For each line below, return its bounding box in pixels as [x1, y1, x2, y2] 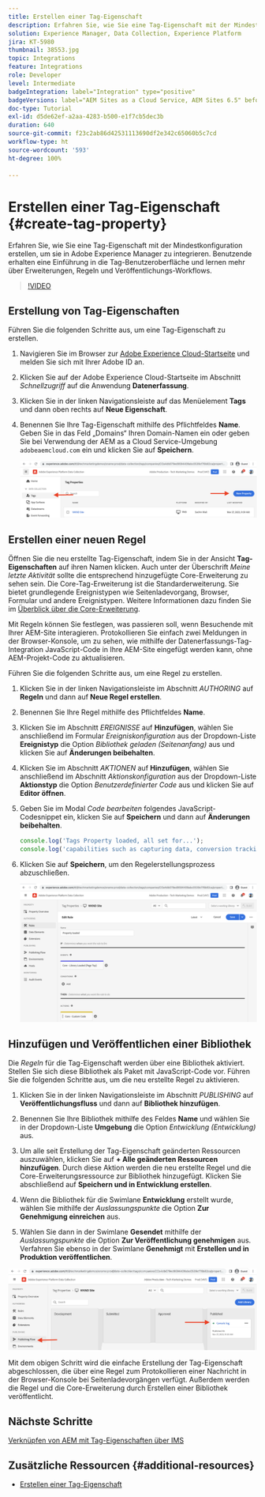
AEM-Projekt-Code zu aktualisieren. [8, 653, 125, 663]
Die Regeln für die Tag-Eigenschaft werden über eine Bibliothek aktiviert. [8, 1058, 245, 1068]
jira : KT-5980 [8, 38, 55, 46]
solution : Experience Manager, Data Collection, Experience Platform [8, 29, 242, 37]
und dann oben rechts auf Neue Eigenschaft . [19, 405, 168, 414]
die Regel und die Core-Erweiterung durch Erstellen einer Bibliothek [8, 1383, 229, 1393]
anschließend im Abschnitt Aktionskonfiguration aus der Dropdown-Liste [19, 771, 257, 782]
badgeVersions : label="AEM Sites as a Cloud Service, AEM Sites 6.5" [8, 96, 242, 104]
